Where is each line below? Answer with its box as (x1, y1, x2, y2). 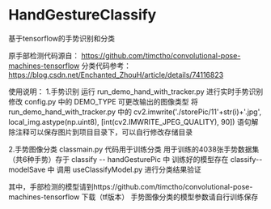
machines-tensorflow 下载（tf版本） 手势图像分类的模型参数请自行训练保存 (8, 192, 259, 202)
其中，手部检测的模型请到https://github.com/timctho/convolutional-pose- (8, 181, 253, 191)
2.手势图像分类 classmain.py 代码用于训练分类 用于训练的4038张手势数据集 (8, 144, 260, 154)
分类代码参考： (81, 61, 132, 70)
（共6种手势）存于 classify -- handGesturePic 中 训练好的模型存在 (8, 154, 229, 164)
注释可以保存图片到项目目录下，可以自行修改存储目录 (15, 127, 193, 137)
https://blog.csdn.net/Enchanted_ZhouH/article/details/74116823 (8, 70, 224, 79)
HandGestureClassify (8, 6, 157, 24)
